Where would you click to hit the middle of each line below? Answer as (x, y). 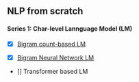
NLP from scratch (45, 11)
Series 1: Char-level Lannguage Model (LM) (70, 28)
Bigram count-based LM (51, 44)
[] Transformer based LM (52, 71)
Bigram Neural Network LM (55, 57)
